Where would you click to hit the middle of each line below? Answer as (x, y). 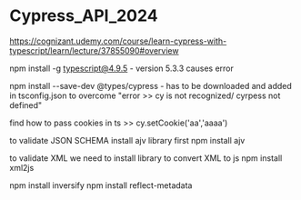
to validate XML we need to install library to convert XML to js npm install (146, 158)
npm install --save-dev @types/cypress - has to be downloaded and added (151, 85)
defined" (26, 105)
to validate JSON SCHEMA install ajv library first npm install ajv (127, 140)
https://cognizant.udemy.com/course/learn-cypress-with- (118, 41)
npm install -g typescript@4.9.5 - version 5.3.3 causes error (121, 68)
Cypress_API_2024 (84, 16)
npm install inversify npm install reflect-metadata (101, 185)
